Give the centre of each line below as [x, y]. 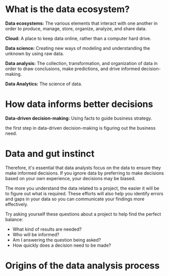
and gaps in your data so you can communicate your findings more [75, 199]
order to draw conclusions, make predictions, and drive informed [73, 69]
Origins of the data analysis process [82, 265]
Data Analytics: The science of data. [44, 84]
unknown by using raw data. [35, 53]
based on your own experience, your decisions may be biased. [70, 178]
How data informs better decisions [79, 104]
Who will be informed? [36, 234]
